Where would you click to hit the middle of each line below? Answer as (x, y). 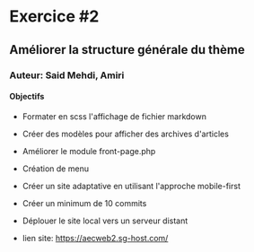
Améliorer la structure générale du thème (127, 50)
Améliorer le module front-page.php (89, 151)
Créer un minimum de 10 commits (84, 203)
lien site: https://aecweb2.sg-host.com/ (95, 238)
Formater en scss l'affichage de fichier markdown (114, 116)
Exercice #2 (54, 17)
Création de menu (56, 169)
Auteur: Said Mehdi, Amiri (67, 75)
